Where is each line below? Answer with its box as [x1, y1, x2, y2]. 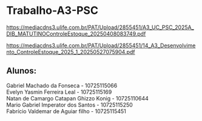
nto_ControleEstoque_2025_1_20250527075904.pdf [6, 48, 135, 55]
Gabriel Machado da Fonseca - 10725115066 [6, 82, 118, 89]
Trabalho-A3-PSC [6, 4, 99, 18]
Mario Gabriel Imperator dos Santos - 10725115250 [6, 101, 133, 108]
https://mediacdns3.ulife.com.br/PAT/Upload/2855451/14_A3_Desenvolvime [6, 42, 196, 49]
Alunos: [6, 66, 37, 76]
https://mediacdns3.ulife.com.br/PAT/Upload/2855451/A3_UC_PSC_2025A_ [6, 24, 194, 31]
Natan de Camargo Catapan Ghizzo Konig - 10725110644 [6, 94, 149, 102]
